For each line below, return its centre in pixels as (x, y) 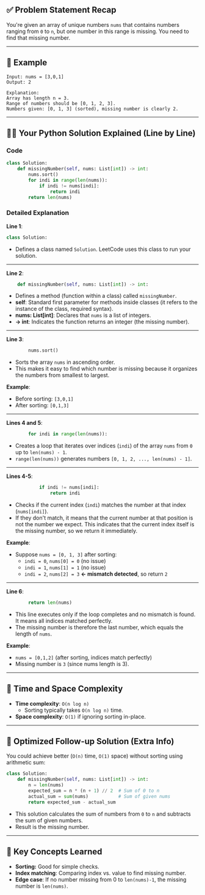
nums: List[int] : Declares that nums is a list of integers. (83, 315)
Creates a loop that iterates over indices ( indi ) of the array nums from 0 (104, 446)
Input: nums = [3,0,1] (35, 77)
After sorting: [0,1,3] (42, 405)
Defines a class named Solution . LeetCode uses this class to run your (103, 249)
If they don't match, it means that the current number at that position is (104, 518)
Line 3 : (15, 339)
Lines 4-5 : (20, 476)
